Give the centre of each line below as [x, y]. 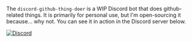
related [15, 15]
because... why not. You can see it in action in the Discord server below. [96, 21]
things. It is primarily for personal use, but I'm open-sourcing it [103, 15]
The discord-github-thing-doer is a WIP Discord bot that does [84, 9]
